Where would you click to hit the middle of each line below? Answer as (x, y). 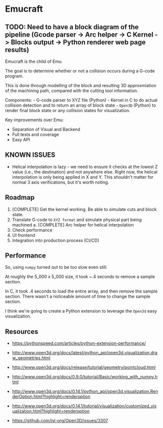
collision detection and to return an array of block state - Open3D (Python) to (81, 105)
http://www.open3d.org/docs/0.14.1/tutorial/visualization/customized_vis (84, 406)
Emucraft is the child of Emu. (34, 61)
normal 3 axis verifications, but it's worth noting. (61, 182)
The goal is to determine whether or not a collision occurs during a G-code (80, 71)
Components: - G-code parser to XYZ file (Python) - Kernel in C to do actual (81, 100)
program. (14, 76)
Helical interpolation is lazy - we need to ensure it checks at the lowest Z (85, 167)
